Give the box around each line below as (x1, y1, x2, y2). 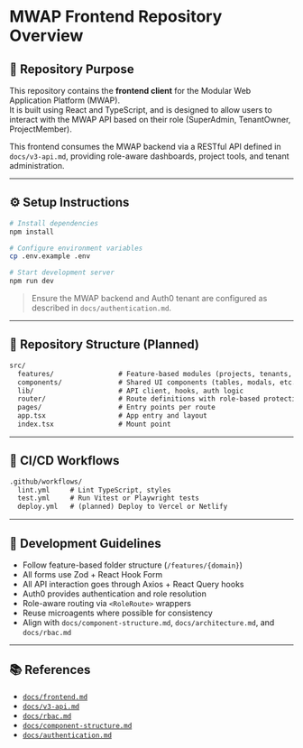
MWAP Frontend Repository (9, 6, 223, 27)
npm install (9, 227, 54, 236)
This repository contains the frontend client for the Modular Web (9, 86, 252, 96)
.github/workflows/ (9, 476, 83, 486)
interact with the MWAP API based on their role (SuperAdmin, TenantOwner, (9, 115, 291, 125)
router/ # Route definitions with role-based (17, 394, 260, 403)
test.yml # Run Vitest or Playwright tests (17, 494, 200, 503)
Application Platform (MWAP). (9, 95, 120, 106)
